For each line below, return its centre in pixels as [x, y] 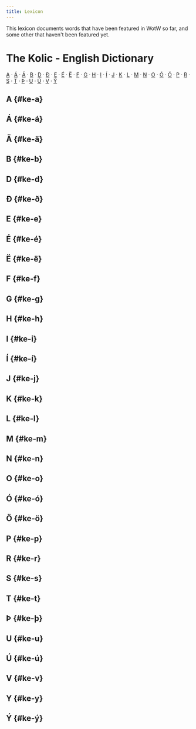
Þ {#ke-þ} [24, 618]
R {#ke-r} [23, 558]
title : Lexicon [25, 11]
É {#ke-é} [24, 239]
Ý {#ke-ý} [25, 718]
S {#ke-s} [24, 578]
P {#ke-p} [24, 538]
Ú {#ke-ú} [25, 658]
